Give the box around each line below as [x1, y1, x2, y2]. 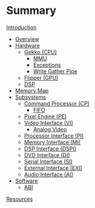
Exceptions [33, 61, 61, 69]
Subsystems [15, 93, 47, 101]
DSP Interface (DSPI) [24, 145, 77, 152]
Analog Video [33, 126, 67, 133]
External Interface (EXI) [24, 164, 83, 172]
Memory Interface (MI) [24, 138, 81, 146]
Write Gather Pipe [33, 67, 77, 75]
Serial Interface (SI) [24, 158, 73, 165]
